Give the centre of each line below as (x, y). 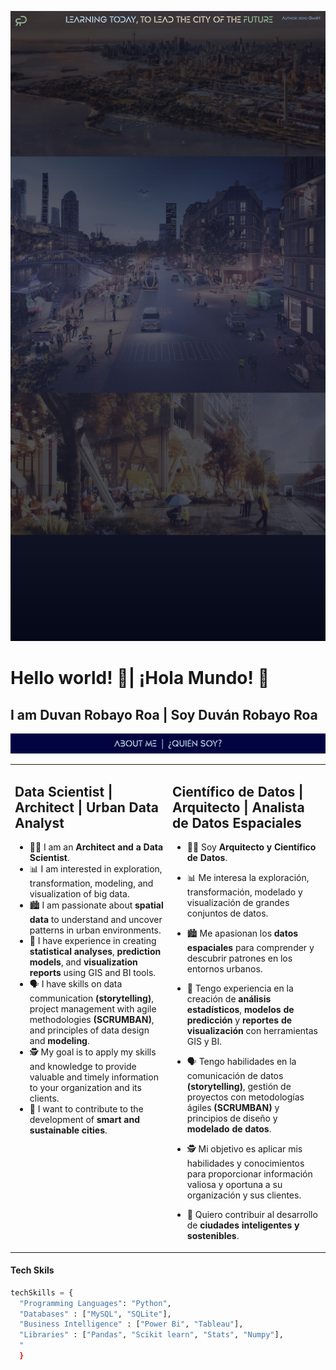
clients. (44, 1098)
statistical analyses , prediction (95, 952)
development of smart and (85, 1120)
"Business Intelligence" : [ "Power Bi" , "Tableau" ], (131, 1324)
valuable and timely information (94, 1077)
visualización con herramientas (252, 1031)
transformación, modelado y (244, 892)
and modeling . (59, 1041)
